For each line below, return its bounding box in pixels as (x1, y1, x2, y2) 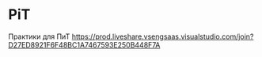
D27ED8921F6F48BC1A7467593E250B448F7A (8, 40, 161, 49)
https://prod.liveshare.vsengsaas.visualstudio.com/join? (71, 32, 254, 41)
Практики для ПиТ (8, 32, 70, 41)
